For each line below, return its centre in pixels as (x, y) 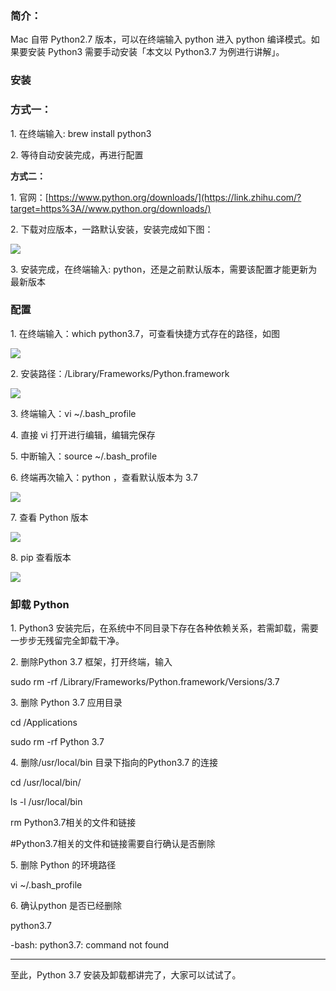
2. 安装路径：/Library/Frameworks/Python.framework (120, 373)
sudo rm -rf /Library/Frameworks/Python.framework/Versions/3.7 (145, 682)
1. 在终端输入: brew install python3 (81, 133)
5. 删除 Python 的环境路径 (63, 865)
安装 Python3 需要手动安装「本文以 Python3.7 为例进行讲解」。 (156, 52)
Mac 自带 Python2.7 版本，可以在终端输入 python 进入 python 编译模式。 (161, 39)
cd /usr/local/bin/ (46, 783)
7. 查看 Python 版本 (49, 517)
